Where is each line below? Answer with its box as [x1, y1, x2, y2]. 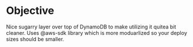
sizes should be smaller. [6, 35, 65, 42]
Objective [6, 4, 55, 17]
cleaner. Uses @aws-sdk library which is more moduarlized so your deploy [6, 29, 188, 36]
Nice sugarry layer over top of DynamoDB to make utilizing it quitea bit [6, 23, 177, 30]
